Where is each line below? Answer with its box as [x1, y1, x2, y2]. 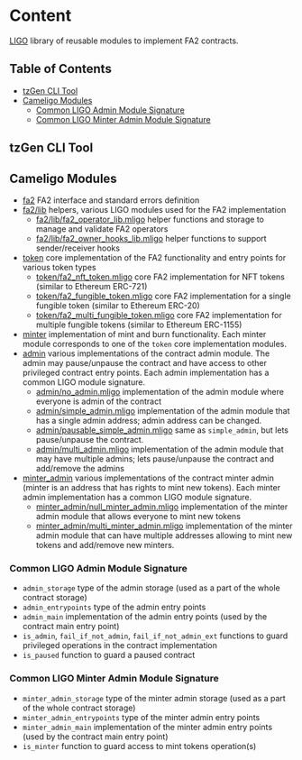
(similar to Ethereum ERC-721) [35, 280, 148, 291]
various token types [22, 261, 96, 272]
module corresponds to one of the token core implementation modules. [22, 338, 287, 349]
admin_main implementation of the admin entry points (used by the [22, 611, 268, 622]
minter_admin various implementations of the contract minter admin [22, 472, 275, 483]
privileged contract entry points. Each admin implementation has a [22, 367, 270, 378]
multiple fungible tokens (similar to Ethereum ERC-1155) [35, 319, 243, 330]
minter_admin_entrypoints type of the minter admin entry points [22, 711, 261, 722]
